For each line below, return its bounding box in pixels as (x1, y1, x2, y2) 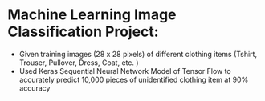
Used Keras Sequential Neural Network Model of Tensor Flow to (18, 66, 232, 75)
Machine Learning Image (7, 6, 177, 24)
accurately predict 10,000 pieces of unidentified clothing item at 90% (18, 75, 249, 84)
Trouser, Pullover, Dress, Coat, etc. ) (18, 58, 139, 67)
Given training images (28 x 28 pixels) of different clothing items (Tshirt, (18, 49, 258, 59)
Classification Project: (7, 22, 159, 41)
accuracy (18, 83, 51, 93)
